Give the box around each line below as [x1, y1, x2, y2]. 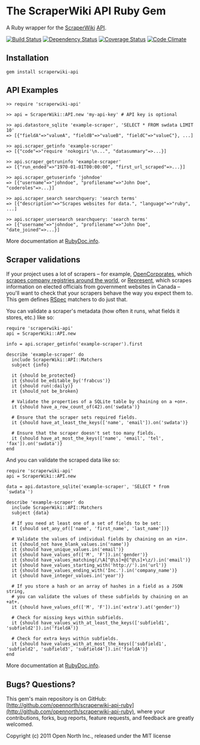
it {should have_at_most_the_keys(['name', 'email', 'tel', [11, 435, 164, 441]
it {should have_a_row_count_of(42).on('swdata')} [11, 404, 140, 410]
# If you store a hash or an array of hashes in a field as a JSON [11, 583, 183, 589]
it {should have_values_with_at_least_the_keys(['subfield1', [11, 620, 170, 626]
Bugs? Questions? [6, 679, 76, 689]
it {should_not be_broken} [11, 388, 79, 395]
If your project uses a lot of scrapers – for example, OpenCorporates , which [6, 271, 192, 278]
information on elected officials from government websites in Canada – [6, 283, 181, 290]
